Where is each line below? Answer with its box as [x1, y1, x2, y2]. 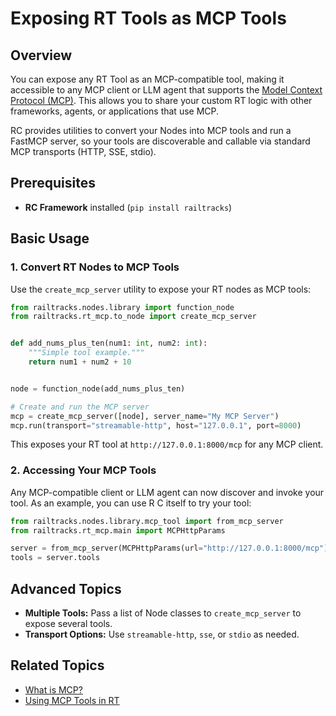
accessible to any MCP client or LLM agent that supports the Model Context [10, 84, 323, 96]
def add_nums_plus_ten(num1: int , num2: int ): [10, 338, 208, 349]
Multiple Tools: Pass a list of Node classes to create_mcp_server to [24, 607, 302, 619]
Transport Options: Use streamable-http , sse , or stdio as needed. [24, 628, 300, 640]
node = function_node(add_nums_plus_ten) [10, 383, 186, 394]
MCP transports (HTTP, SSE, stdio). [10, 146, 157, 157]
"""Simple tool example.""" [28, 348, 145, 358]
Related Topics [10, 657, 105, 674]
